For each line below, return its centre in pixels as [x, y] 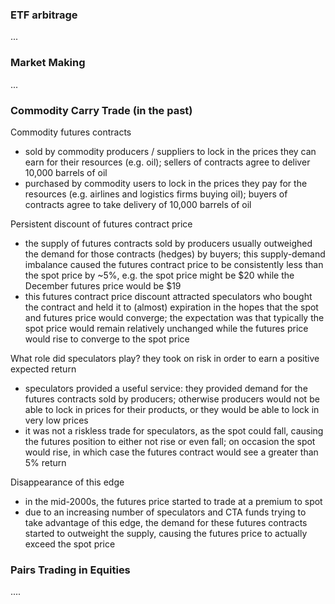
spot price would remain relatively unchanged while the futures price [166, 328]
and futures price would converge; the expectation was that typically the [174, 317]
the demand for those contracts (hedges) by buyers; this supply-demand [175, 254]
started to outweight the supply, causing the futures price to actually [166, 533]
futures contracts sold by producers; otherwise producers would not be [172, 399]
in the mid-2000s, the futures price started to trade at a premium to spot [173, 501]
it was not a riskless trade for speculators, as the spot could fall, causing [174, 430]
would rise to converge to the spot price [107, 339]
